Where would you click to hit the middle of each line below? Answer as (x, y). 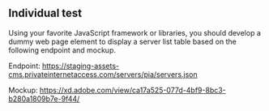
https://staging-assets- (81, 66)
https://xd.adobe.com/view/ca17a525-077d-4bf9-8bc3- (133, 90)
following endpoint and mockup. (62, 50)
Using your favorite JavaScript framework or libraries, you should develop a (135, 32)
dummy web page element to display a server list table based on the (122, 41)
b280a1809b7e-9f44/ (44, 98)
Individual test (45, 13)
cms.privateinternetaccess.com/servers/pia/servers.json (103, 74)
